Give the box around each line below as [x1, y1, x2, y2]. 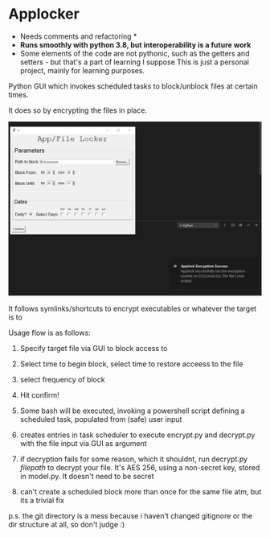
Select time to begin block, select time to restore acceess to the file [19, 359, 243, 369]
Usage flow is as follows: [8, 328, 91, 337]
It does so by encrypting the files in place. [8, 105, 147, 115]
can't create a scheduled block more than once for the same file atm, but [19, 486, 262, 496]
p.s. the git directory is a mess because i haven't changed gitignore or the [8, 510, 253, 520]
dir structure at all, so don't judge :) [8, 519, 125, 529]
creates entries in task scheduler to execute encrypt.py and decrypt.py [19, 430, 256, 440]
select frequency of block [19, 374, 106, 384]
